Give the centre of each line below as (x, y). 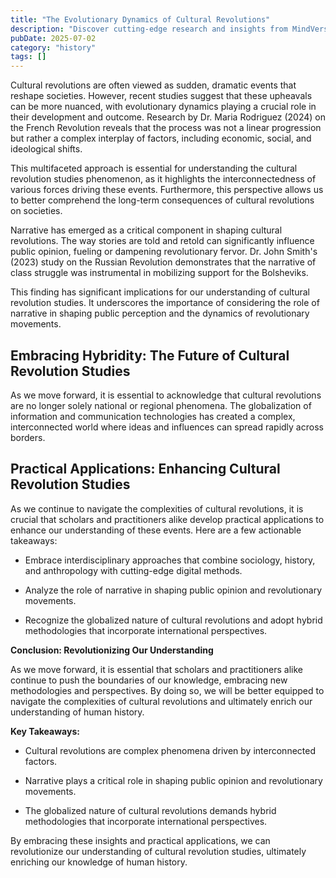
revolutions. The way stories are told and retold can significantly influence (162, 241)
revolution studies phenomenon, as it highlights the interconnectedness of (163, 179)
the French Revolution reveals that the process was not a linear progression (166, 128)
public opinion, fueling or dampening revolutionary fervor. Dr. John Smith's (164, 252)
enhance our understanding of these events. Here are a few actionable (156, 530)
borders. (28, 437)
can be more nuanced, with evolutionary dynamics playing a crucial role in (163, 107)
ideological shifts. (46, 149)
